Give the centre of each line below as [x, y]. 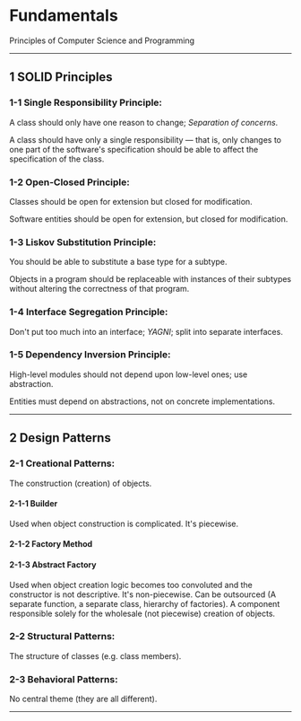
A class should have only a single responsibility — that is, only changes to [146, 139]
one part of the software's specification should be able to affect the [134, 149]
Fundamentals [64, 16]
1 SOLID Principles [61, 77]
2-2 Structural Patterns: [62, 637]
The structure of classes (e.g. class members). [95, 655]
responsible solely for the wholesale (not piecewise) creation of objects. [142, 613]
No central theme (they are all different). [83, 699]
